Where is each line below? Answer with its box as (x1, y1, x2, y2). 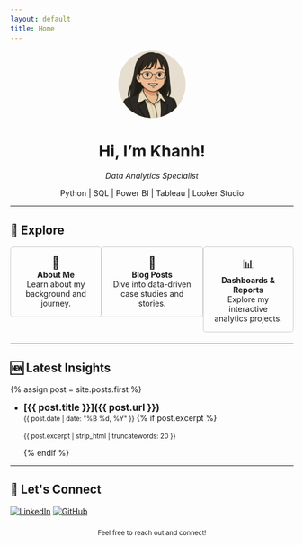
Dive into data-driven (112, 279, 192, 290)
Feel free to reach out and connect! (97, 528, 207, 537)
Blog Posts (131, 270, 174, 281)
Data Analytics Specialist (105, 171, 199, 182)
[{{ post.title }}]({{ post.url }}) (22, 401, 160, 414)
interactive (228, 304, 268, 315)
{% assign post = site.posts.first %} (10, 384, 142, 395)
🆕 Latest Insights (10, 360, 111, 375)
